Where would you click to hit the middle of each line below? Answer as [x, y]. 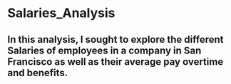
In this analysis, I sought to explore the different [115, 40]
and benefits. [38, 73]
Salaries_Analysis [61, 13]
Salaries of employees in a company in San [104, 50]
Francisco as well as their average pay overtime [115, 62]
